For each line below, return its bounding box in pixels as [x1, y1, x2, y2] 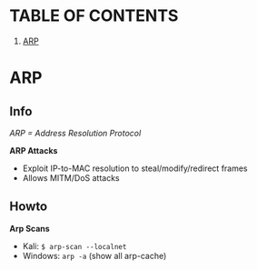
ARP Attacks [9, 145, 58, 155]
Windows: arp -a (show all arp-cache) [22, 250, 167, 261]
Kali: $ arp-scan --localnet [22, 240, 127, 251]
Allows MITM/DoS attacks [22, 172, 120, 183]
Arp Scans [9, 223, 50, 234]
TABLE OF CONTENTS [9, 5, 179, 26]
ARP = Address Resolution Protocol [9, 127, 142, 138]
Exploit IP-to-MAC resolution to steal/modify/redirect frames [22, 163, 248, 174]
